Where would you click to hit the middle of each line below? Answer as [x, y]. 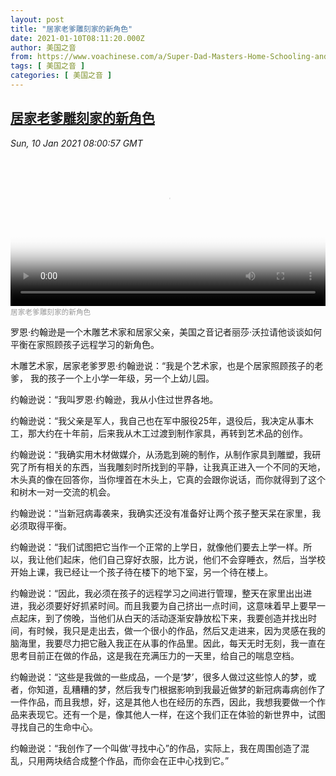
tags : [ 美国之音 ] [48, 66]
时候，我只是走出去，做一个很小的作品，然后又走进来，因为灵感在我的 [181, 630]
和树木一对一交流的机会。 [63, 492]
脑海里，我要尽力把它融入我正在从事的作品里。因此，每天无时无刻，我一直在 [168, 643]
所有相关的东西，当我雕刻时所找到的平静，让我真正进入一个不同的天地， [176, 467]
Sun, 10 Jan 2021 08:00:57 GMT [76, 143]
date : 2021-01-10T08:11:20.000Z [77, 38]
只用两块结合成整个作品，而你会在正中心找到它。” [128, 760]
